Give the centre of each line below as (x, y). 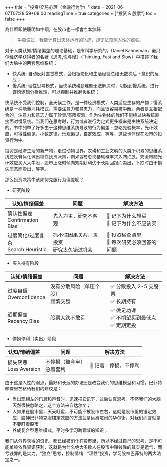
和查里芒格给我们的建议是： (34, 389)
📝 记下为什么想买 (126, 216)
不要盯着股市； (28, 424)
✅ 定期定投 (124, 325)
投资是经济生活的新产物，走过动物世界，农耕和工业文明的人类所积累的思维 (81, 150)
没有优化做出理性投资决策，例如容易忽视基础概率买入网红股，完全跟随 (85, 156)
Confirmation (23, 220)
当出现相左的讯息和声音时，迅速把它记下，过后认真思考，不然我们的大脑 (86, 399)
